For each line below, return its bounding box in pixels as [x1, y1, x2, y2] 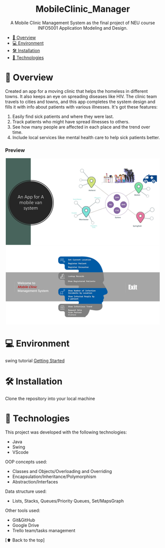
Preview [5, 146, 25, 153]
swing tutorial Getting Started [5, 358, 65, 364]
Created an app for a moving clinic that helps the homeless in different [5, 88, 148, 94]
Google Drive [12, 522, 39, 528]
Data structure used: [5, 488, 47, 494]
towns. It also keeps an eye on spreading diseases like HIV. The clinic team [5, 93, 157, 99]
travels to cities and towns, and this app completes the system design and [5, 99, 156, 105]
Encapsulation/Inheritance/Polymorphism [12, 474, 97, 479]
